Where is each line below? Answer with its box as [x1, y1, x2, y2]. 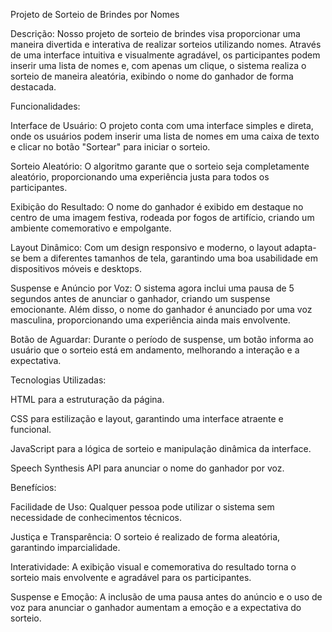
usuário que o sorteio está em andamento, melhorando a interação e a [10, 344, 300, 356]
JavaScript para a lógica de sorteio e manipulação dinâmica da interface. [10, 443, 312, 454]
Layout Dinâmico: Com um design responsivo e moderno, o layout [10, 242, 282, 253]
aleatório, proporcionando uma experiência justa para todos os [10, 171, 270, 183]
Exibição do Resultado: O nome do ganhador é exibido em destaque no [10, 201, 304, 213]
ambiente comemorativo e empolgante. [10, 222, 172, 234]
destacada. [10, 81, 57, 93]
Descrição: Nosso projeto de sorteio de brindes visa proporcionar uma [10, 28, 301, 39]
